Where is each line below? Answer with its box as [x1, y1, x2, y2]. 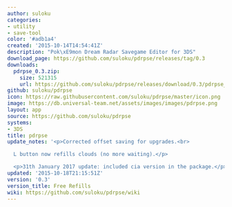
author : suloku [7, 10, 51, 17]
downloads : [7, 61, 39, 68]
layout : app [7, 106, 41, 113]
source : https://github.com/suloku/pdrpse [7, 112, 131, 119]
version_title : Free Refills [7, 182, 91, 190]
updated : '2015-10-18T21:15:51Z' [7, 170, 104, 177]
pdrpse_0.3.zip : [13, 68, 60, 75]
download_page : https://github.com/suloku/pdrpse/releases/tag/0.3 [7, 55, 206, 62]
